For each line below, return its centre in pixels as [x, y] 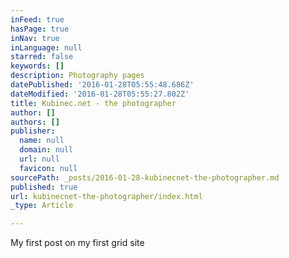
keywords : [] [37, 66]
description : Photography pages [77, 76]
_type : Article [42, 206]
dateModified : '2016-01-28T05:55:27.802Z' [100, 94]
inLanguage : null [46, 47]
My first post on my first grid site [77, 243]
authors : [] [35, 122]
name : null [42, 141]
